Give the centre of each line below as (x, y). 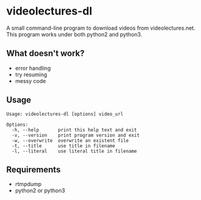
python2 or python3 (40, 191)
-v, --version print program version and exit (76, 135)
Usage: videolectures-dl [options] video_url (65, 114)
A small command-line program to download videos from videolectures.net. (101, 28)
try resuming (31, 75)
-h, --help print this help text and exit (74, 130)
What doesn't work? (46, 54)
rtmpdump (28, 184)
